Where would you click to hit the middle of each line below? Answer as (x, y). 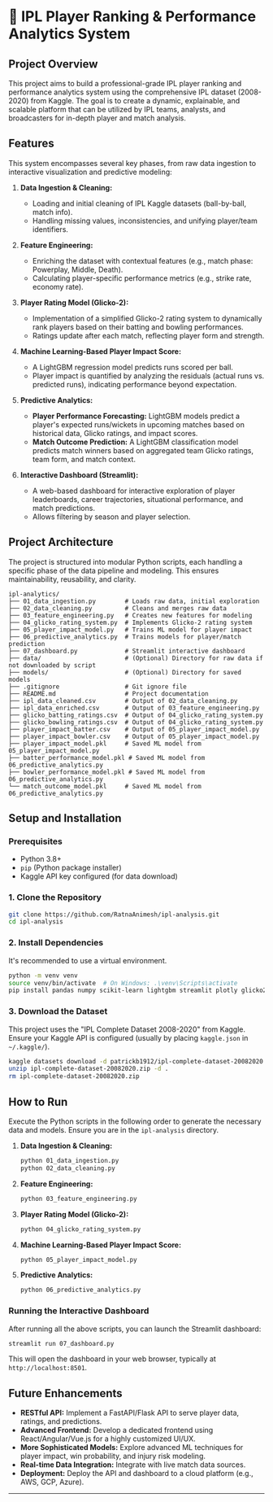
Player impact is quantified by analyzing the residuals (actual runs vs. (148, 375)
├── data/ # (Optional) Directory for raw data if (136, 658)
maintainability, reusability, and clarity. (72, 579)
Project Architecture (61, 542)
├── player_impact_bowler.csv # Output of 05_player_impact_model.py (134, 736)
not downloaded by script (52, 665)
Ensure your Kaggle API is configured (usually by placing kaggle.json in (128, 1037)
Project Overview (53, 64)
